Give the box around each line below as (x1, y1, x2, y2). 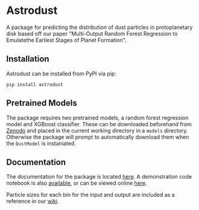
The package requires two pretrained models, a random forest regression (6, 114, 189, 121)
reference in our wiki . (6, 197, 59, 205)
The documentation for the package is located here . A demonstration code (6, 173, 192, 180)
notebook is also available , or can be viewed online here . (6, 179, 148, 187)
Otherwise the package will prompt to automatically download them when (6, 133, 189, 141)
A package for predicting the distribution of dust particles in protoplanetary (6, 24, 193, 31)
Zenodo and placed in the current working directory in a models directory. (6, 127, 188, 134)
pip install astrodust (6, 81, 63, 87)
